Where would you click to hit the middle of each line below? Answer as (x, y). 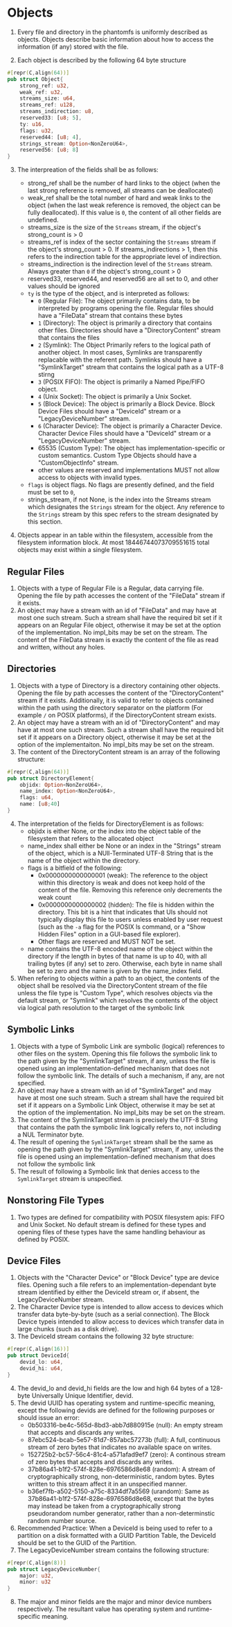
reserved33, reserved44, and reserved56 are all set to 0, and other (123, 279)
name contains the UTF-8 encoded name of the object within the (120, 949)
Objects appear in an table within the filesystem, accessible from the (115, 535)
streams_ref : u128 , (48, 105)
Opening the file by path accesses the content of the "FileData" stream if (121, 596)
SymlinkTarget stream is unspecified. (70, 1178)
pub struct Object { (35, 79)
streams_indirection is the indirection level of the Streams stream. (120, 264)
